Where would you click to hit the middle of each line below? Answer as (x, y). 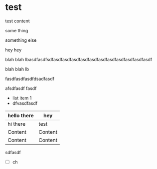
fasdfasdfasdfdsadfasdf (30, 79)
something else (21, 40)
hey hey (13, 50)
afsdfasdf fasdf (21, 88)
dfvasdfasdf (25, 103)
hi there (17, 124)
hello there (21, 115)
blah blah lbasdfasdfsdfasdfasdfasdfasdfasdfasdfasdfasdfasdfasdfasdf (79, 59)
